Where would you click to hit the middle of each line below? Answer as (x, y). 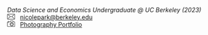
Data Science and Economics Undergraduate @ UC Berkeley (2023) (104, 10)
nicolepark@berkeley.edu (56, 17)
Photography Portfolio (51, 24)
